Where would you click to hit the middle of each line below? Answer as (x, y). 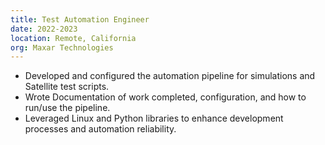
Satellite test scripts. (67, 87)
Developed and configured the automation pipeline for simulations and (170, 76)
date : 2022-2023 (44, 29)
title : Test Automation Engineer (80, 19)
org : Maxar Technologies (62, 47)
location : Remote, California (73, 38)
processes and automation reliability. (100, 129)
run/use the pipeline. (67, 108)
